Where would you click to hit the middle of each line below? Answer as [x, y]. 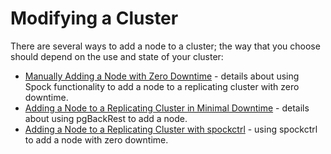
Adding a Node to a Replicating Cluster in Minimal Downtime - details [167, 108]
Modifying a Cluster [94, 18]
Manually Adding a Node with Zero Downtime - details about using [162, 76]
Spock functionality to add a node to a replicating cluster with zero [162, 86]
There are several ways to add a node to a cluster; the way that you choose [165, 46]
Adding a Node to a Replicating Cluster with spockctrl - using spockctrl [171, 129]
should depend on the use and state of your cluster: [117, 56]
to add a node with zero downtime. [96, 139]
